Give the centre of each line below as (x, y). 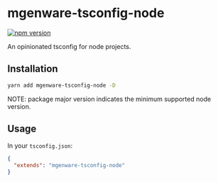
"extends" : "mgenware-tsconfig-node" (70, 166)
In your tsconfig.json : (40, 146)
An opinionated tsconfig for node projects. (69, 46)
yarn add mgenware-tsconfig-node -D (61, 85)
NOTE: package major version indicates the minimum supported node (109, 99)
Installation (33, 69)
